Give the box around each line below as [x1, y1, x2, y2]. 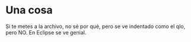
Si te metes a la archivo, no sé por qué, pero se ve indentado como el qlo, [5, 23, 186, 30]
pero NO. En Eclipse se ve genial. [5, 29, 87, 36]
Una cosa [5, 3, 53, 17]
